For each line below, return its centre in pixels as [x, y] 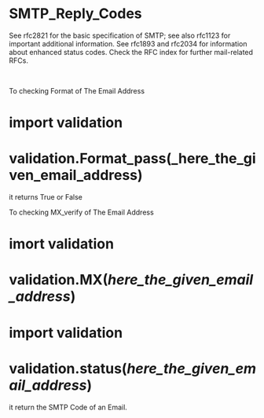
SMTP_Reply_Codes [75, 14]
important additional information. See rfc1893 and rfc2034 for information [128, 43]
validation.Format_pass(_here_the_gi [132, 159]
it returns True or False [46, 197]
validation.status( [68, 368]
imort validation [62, 244]
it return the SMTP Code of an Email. [68, 407]
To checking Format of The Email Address [77, 90]
